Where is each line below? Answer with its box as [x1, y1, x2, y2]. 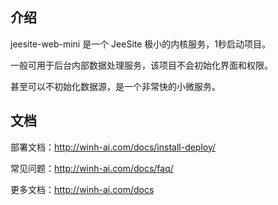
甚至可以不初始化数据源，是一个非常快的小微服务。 [10, 80, 221, 92]
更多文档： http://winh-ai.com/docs [10, 183, 155, 195]
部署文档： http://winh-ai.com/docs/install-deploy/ [10, 141, 217, 153]
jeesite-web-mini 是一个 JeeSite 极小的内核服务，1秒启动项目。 [10, 38, 272, 50]
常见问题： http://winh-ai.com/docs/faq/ [10, 162, 174, 174]
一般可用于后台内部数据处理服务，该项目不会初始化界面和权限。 [10, 59, 273, 71]
